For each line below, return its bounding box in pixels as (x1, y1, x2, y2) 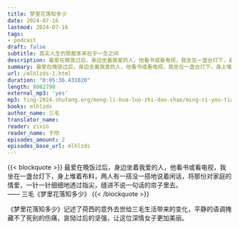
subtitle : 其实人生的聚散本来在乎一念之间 (7, 50, 119, 58)
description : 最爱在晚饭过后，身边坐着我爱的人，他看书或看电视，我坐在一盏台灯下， (7, 57, 229, 64)
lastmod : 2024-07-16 (7, 23, 69, 31)
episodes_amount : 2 (7, 136, 65, 143)
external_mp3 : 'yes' (7, 90, 69, 97)
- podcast (7, 37, 37, 44)
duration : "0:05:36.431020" (7, 76, 91, 84)
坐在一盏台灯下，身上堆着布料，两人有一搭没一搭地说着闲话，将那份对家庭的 (7, 172, 232, 181)
